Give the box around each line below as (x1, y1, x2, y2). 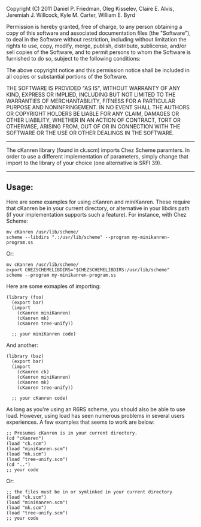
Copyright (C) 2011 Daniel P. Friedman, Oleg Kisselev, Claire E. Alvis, (6, 5, 175, 12)
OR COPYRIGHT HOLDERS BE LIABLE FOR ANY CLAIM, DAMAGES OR (6, 110, 179, 117)
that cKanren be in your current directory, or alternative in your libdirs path (6, 204, 190, 212)
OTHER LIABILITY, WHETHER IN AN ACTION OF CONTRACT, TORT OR (6, 116, 181, 124)
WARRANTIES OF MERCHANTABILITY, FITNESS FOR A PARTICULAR (6, 97, 175, 104)
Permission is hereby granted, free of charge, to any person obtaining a (6, 23, 182, 30)
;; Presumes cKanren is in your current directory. (6, 430, 138, 436)
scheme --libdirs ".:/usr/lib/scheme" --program (6, 234, 130, 240)
